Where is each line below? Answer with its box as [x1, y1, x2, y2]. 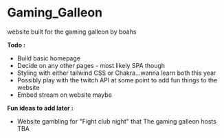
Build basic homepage [16, 54, 81, 62]
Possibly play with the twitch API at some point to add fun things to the [16, 76, 218, 84]
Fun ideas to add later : [7, 104, 74, 112]
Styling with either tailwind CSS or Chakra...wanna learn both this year [16, 69, 216, 77]
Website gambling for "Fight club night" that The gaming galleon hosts [16, 117, 216, 125]
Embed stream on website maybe [16, 91, 112, 99]
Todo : [7, 41, 26, 49]
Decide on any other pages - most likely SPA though [16, 61, 166, 69]
